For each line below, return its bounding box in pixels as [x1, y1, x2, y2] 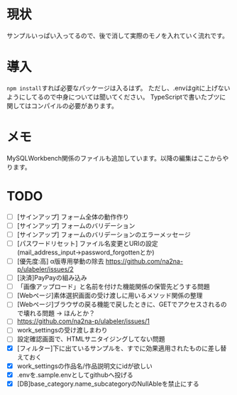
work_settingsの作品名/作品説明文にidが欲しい [16, 362, 153, 370]
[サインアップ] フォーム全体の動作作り [16, 212, 129, 221]
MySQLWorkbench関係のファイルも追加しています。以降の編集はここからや [6, 153, 229, 162]
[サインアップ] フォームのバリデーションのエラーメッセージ [16, 230, 191, 239]
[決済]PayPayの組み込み [16, 274, 87, 282]
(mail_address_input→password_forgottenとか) [16, 248, 155, 256]
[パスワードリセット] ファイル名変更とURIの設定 [16, 239, 159, 247]
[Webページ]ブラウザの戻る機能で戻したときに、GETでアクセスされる [16, 300, 221, 309]
